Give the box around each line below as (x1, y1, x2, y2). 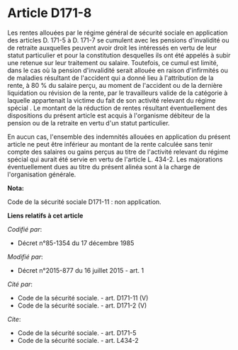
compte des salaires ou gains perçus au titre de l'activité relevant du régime (7, 147, 229, 156)
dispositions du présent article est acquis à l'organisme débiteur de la (7, 111, 210, 120)
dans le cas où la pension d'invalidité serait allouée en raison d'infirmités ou (7, 66, 229, 74)
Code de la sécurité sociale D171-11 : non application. (7, 197, 161, 206)
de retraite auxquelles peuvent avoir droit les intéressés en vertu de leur (7, 43, 217, 52)
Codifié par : (7, 225, 42, 233)
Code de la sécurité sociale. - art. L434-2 (17, 336, 140, 344)
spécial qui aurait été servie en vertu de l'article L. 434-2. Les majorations (7, 154, 223, 164)
